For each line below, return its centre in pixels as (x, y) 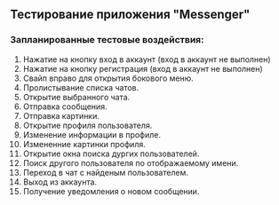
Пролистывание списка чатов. (81, 87)
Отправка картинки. (61, 115)
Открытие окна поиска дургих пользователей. (111, 154)
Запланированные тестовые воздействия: (107, 40)
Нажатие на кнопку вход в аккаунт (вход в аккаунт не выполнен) (147, 59)
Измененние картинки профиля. (84, 144)
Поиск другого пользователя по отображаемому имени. (131, 162)
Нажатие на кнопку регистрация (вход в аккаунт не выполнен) (143, 68)
